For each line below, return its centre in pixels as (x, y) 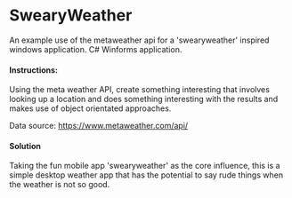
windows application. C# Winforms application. (96, 49)
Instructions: (34, 70)
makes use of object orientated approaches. (90, 108)
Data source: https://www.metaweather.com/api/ (99, 126)
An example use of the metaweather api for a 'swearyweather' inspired (139, 40)
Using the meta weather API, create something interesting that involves (139, 90)
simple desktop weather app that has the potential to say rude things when (146, 175)
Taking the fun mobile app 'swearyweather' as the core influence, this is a (145, 166)
